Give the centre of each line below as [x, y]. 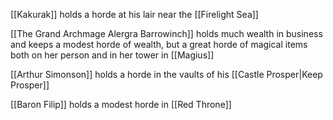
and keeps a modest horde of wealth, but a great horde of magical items [159, 44]
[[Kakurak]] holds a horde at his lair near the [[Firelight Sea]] [134, 14]
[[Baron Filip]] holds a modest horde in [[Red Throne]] [121, 104]
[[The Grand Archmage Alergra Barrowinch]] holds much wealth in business [166, 33]
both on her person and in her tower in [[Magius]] [112, 55]
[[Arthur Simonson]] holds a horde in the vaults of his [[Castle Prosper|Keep [166, 74]
